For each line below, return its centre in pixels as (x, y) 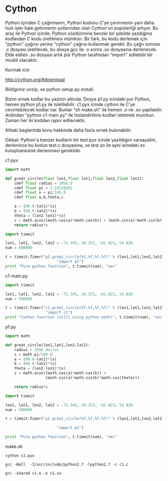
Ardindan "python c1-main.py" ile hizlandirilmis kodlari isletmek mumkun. (80, 115)
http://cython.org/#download (35, 79)
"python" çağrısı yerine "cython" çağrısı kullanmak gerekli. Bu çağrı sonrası (83, 44)
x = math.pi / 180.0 (33, 354)
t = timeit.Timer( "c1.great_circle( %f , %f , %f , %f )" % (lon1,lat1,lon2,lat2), (86, 308)
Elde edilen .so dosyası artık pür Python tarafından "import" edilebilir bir (79, 55)
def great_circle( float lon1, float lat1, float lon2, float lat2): (74, 178)
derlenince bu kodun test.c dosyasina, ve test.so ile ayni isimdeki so (75, 145)
